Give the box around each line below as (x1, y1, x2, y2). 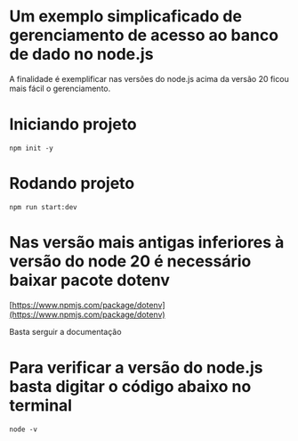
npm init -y (9, 143, 53, 152)
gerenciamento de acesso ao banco (9, 25, 278, 45)
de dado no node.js (9, 45, 154, 64)
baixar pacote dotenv (9, 270, 171, 290)
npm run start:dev (9, 202, 77, 211)
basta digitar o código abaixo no (9, 376, 252, 396)
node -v (9, 425, 38, 434)
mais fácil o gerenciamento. (9, 83, 111, 94)
